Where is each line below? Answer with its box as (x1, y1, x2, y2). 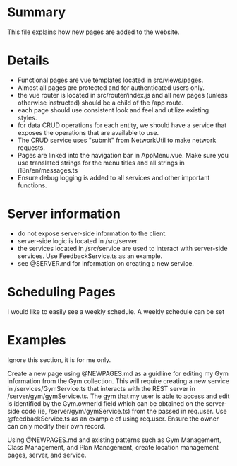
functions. (17, 181, 47, 190)
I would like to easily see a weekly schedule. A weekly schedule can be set (7, 307, 225, 315)
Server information (7, 206, 121, 222)
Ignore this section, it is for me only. (7, 355, 111, 364)
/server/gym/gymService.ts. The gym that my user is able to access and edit (7, 392, 230, 400)
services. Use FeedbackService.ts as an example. (17, 252, 163, 260)
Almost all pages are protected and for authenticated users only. (17, 83, 205, 92)
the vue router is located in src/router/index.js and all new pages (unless (17, 91, 228, 99)
